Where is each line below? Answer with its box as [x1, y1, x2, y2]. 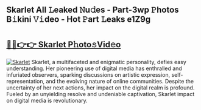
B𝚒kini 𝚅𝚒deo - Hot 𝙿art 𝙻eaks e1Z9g [6, 15, 151, 25]
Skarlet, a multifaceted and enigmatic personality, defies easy [31, 59, 187, 65]
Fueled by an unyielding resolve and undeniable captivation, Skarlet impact [6, 91, 195, 97]
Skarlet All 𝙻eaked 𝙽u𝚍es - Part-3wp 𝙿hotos [6, 5, 179, 15]
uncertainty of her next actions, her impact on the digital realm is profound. [6, 84, 195, 91]
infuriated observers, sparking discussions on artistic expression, [6, 71, 171, 78]
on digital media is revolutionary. [6, 97, 88, 104]
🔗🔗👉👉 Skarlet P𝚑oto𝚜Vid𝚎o [6, 39, 121, 50]
